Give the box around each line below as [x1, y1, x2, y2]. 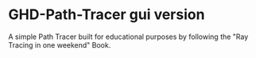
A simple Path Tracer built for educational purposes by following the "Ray [8, 32, 249, 41]
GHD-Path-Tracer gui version [8, 6, 205, 24]
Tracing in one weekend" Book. [8, 40, 111, 49]
